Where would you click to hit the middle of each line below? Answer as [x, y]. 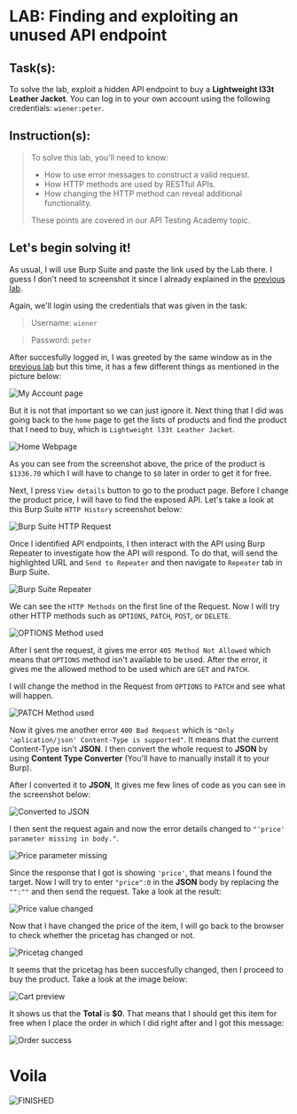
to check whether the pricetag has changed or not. [102, 935]
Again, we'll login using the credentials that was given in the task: [129, 305]
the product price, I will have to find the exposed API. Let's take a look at [141, 500]
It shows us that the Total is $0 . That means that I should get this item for [143, 1013]
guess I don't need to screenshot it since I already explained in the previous [147, 279]
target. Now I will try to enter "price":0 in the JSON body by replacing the [144, 881]
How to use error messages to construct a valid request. [147, 174]
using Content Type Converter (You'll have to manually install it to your [140, 758]
